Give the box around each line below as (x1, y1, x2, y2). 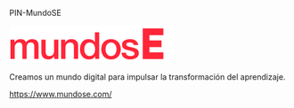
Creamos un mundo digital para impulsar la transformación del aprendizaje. (9, 72, 286, 82)
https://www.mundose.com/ (9, 89, 112, 99)
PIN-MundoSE (9, 8, 62, 18)
